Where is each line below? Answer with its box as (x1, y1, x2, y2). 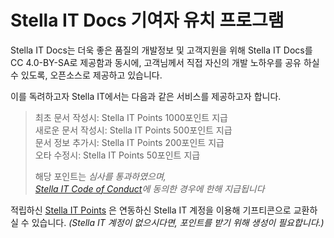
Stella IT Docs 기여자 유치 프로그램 (10, 9, 285, 32)
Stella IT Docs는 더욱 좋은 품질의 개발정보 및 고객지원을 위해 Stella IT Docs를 (10, 44, 313, 56)
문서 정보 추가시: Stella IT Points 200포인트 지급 (34, 136, 225, 148)
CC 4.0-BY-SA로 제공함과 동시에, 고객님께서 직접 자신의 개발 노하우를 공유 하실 (10, 56, 320, 68)
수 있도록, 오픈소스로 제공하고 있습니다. (10, 69, 163, 81)
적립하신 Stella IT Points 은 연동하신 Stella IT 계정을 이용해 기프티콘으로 (10, 204, 292, 216)
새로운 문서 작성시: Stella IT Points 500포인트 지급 (34, 124, 233, 136)
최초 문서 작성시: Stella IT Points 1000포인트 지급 (34, 111, 228, 123)
